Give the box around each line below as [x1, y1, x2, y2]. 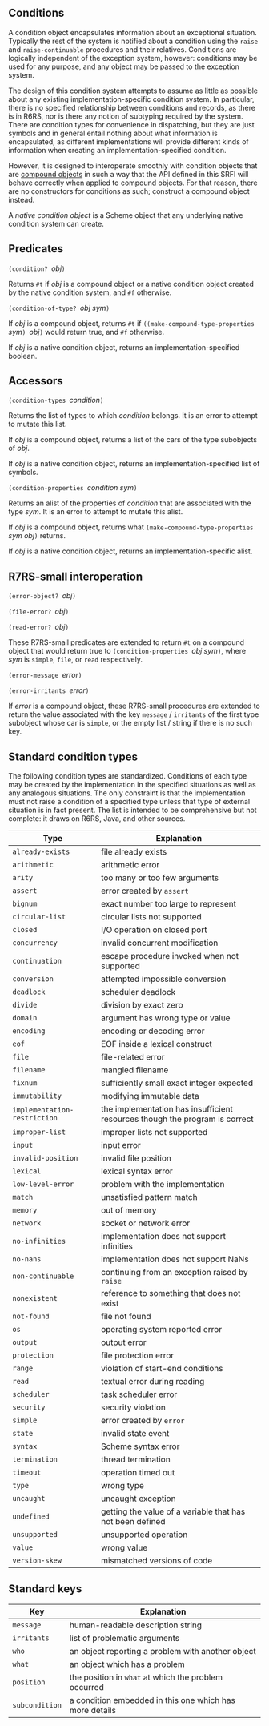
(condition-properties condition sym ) [8, 483, 138, 493]
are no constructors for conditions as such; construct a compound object [8, 186, 250, 195]
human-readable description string [69, 1619, 203, 1631]
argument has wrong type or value [101, 1012, 231, 1024]
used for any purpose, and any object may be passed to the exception [8, 62, 240, 71]
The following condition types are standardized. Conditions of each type [8, 771, 247, 781]
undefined [12, 1512, 50, 1521]
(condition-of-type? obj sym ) [8, 303, 110, 312]
